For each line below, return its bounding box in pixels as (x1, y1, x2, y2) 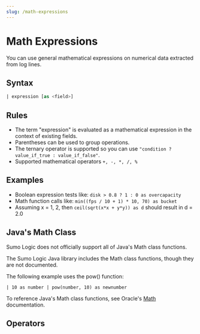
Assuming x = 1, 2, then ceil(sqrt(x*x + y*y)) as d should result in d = (14, 204, 193, 211)
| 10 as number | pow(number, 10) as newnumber (6, 284, 128, 290)
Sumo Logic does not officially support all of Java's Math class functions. (6, 243, 187, 250)
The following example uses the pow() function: (6, 272, 124, 280)
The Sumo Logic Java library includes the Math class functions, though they (6, 255, 194, 262)
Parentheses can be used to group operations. (14, 139, 130, 146)
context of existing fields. (14, 133, 78, 140)
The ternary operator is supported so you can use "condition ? (14, 145, 172, 152)
